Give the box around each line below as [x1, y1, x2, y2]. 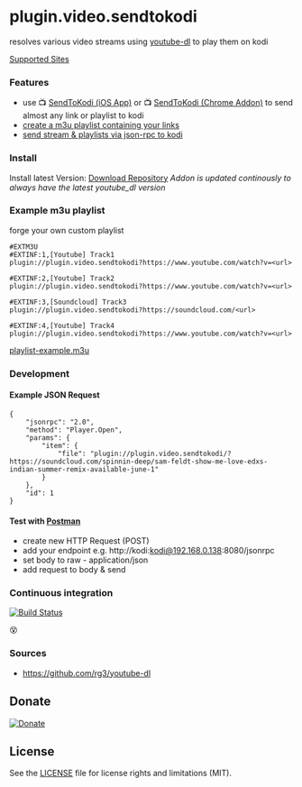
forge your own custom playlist [9, 224, 124, 235]
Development [9, 367, 70, 380]
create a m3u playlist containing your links [22, 120, 180, 131]
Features [9, 76, 50, 88]
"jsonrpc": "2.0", [25, 417, 95, 426]
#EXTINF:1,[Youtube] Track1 [9, 250, 115, 259]
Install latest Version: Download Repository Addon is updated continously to [9, 172, 291, 183]
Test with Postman [9, 516, 81, 526]
